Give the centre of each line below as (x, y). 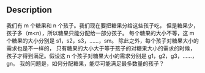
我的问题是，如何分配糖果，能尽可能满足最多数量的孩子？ (92, 63)
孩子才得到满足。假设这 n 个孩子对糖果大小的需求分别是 (76, 56)
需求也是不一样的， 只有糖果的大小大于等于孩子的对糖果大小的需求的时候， (101, 48)
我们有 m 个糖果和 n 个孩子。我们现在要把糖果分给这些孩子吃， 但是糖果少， (102, 25)
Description (29, 10)
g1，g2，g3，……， (173, 56)
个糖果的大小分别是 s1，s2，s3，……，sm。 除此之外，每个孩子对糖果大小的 (102, 40)
